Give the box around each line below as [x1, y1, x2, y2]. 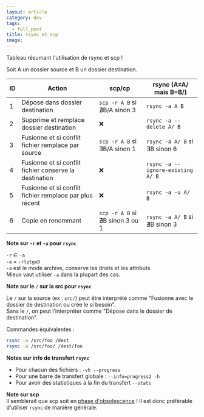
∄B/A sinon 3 [99, 106, 137, 114]
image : [6, 37, 23, 43]
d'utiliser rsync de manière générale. [6, 404, 98, 411]
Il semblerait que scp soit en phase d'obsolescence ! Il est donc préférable [6, 397, 193, 404]
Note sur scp [6, 391, 39, 398]
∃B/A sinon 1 [99, 144, 137, 153]
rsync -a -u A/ [146, 189, 190, 196]
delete [146, 123, 166, 130]
